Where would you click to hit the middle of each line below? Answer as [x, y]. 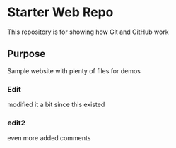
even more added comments [49, 138]
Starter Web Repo [60, 12]
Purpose [27, 54]
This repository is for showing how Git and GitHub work [88, 32]
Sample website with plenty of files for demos [74, 70]
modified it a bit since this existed [56, 105]
